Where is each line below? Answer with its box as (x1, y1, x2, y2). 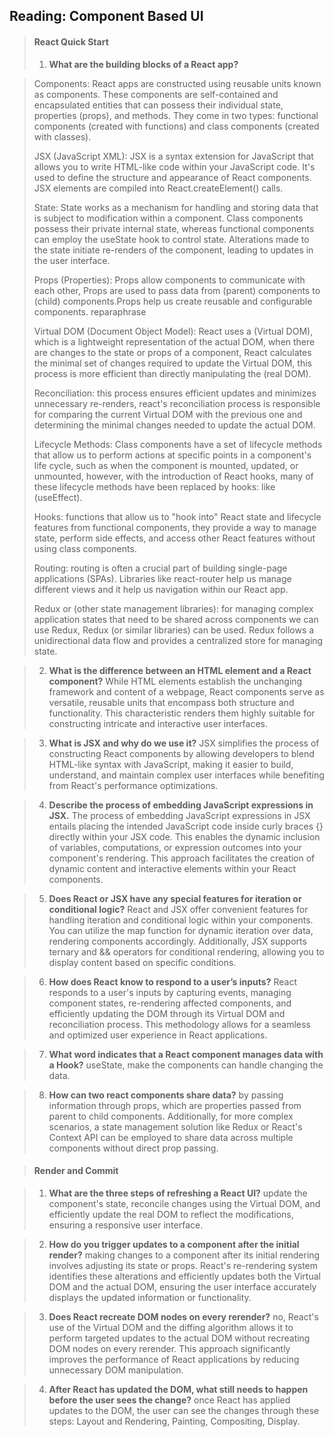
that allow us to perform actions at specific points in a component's (33, 449, 312, 461)
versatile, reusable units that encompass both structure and (48, 696, 295, 708)
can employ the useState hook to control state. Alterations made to (33, 233, 310, 245)
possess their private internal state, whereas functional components (33, 222, 315, 234)
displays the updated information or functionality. (48, 1291, 252, 1303)
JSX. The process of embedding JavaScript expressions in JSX (48, 809, 311, 821)
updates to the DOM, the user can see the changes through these (48, 1404, 320, 1416)
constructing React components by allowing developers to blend (48, 747, 315, 759)
